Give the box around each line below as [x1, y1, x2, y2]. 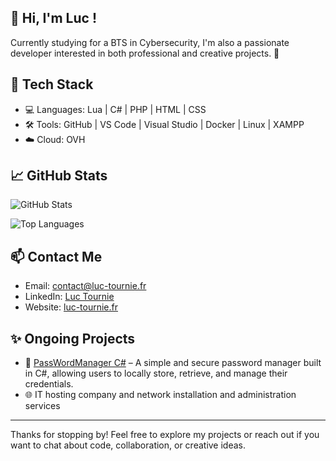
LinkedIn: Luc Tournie [24, 291, 115, 303]
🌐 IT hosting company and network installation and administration [24, 389, 297, 401]
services [24, 400, 61, 412]
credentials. [24, 378, 74, 390]
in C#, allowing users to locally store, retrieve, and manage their [24, 367, 288, 380]
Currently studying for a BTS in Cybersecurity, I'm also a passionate [10, 36, 290, 48]
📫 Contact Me [10, 248, 103, 265]
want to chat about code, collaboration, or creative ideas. [10, 439, 247, 451]
